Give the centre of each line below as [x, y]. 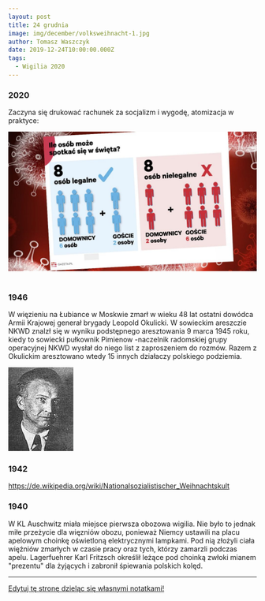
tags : [17, 58]
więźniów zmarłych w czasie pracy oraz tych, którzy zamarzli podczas [123, 549]
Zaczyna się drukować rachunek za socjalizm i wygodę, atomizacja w [121, 112]
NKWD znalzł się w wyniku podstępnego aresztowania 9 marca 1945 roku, [129, 330]
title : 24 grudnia [38, 25]
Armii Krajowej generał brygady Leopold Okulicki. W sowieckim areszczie [127, 323]
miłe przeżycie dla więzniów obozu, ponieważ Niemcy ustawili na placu [124, 532]
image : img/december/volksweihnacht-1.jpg [79, 33]
